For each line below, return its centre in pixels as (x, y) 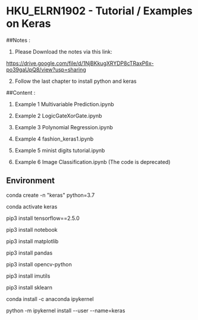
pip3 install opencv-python (39, 264)
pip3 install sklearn (29, 287)
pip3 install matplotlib (32, 241)
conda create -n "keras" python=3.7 (51, 195)
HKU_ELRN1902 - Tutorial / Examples (100, 11)
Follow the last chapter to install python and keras (76, 81)
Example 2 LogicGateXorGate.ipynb (58, 116)
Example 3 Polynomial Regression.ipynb (64, 127)
